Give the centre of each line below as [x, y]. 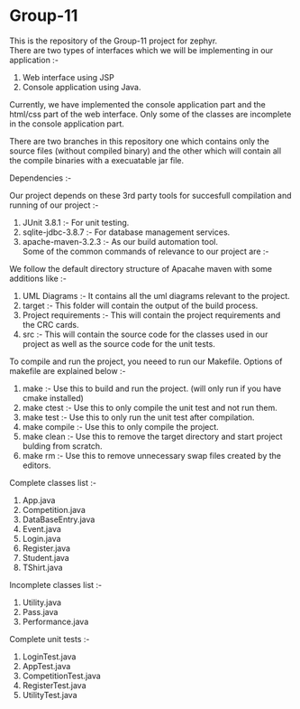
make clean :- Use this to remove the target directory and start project [152, 436]
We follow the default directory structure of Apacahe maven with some [141, 268]
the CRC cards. [50, 324]
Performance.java [55, 621]
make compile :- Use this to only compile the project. [120, 426]
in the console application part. [67, 124]
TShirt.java [42, 567]
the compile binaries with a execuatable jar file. [97, 160]
